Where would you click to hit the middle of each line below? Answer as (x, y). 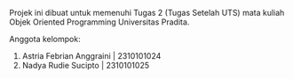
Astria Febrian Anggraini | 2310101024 (91, 56)
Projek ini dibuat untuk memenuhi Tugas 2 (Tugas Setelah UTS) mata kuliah (147, 13)
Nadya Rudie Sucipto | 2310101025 (85, 65)
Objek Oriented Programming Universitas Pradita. (99, 22)
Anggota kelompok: (45, 39)
